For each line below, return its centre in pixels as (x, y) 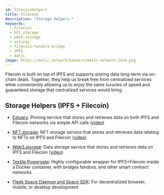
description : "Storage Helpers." (40, 19)
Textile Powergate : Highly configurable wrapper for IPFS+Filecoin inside (85, 162)
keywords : (15, 23)
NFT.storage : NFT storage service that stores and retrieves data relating (85, 132)
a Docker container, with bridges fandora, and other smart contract (81, 167)
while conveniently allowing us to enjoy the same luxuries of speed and (78, 85)
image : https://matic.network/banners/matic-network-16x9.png (70, 60)
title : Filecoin (22, 14)
